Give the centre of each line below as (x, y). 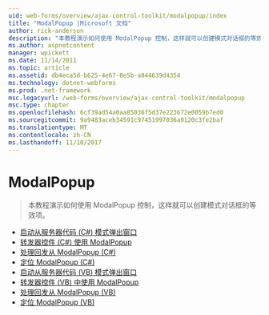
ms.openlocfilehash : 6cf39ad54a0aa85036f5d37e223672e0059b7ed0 (116, 113)
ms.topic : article (39, 68)
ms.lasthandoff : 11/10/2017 (55, 142)
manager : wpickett (39, 53)
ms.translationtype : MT (48, 127)
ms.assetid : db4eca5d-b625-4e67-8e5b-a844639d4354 (94, 75)
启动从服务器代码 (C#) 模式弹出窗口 (78, 232)
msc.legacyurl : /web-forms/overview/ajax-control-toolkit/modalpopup (127, 98)
